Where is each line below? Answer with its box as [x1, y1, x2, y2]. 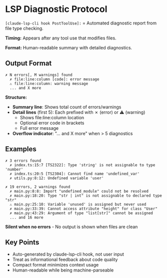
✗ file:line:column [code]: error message [9, 76, 99, 82]
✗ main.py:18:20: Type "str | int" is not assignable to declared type [9, 193, 162, 198]
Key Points [5, 238, 39, 247]
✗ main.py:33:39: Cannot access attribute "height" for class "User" [9, 206, 157, 211]
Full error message [19, 125, 59, 131]
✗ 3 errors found [5, 158, 41, 163]
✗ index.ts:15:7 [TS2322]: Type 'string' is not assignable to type [9, 162, 155, 168]
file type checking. [5, 25, 43, 31]
